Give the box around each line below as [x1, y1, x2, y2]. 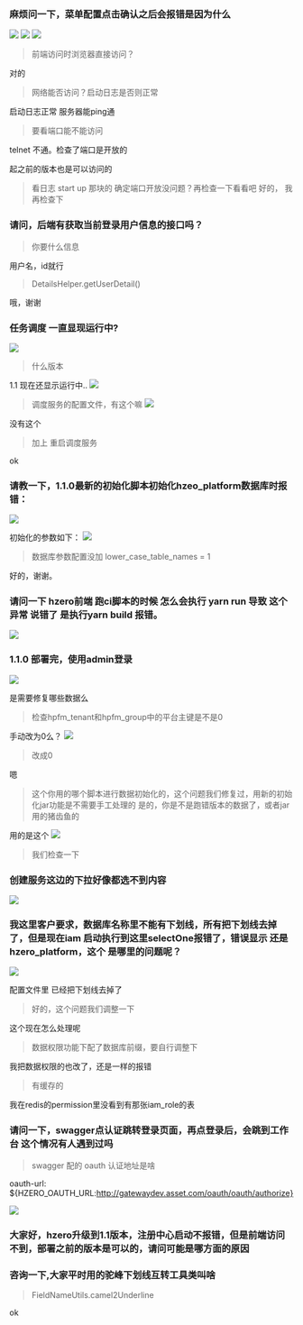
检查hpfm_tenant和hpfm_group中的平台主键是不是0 [31, 711, 224, 722]
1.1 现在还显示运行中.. [9, 379, 88, 390]
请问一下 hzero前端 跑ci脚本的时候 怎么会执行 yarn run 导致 [9, 595, 268, 608]
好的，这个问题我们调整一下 [31, 1003, 135, 1015]
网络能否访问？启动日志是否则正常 [31, 87, 159, 98]
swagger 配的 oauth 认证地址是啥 [31, 1160, 156, 1171]
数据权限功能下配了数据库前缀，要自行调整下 [31, 1042, 198, 1053]
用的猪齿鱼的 [31, 810, 79, 821]
